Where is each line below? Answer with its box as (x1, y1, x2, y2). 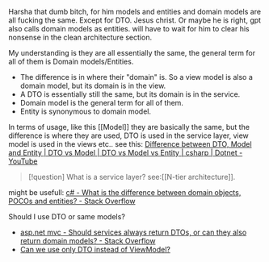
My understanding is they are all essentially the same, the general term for (8, 48, 256, 57)
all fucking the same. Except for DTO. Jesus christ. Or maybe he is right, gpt (8, 15, 261, 25)
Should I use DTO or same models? (8, 212, 125, 221)
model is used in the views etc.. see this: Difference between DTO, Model (8, 139, 252, 148)
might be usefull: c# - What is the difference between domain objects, (8, 188, 242, 197)
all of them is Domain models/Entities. (8, 56, 134, 66)
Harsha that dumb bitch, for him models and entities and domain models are (8, 7, 261, 16)
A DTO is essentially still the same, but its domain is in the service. (19, 89, 241, 99)
